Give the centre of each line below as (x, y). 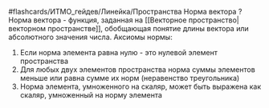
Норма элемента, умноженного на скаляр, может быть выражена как (141, 86)
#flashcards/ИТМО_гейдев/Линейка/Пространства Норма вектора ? (125, 12)
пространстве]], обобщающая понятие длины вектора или (148, 28)
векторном (27, 28)
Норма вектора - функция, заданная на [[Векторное (98, 20)
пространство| (214, 20)
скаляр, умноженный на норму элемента (91, 95)
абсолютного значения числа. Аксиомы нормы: (90, 37)
